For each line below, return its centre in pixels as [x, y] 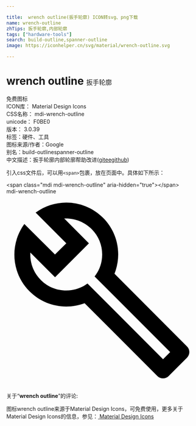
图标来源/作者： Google [35, 144]
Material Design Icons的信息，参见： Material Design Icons [80, 416]
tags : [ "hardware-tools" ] [39, 34]
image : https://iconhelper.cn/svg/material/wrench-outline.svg [88, 46]
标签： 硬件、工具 [28, 137]
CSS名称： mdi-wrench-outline [45, 114]
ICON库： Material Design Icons [46, 106]
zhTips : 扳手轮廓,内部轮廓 [37, 29]
